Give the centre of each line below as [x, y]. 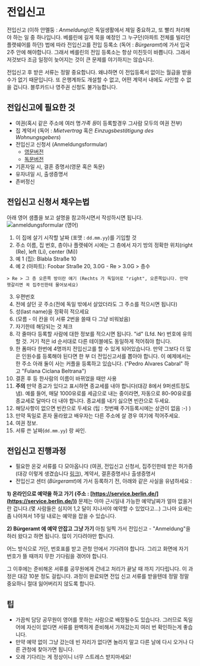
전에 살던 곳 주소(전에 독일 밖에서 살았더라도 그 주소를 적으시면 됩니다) [96, 304]
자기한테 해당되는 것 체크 [44, 326]
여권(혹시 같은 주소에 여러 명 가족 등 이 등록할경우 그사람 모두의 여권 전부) [99, 123]
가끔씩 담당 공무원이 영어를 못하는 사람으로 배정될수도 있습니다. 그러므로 [99, 620]
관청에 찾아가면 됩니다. [48, 649]
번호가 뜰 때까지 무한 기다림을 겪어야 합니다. [58, 556]
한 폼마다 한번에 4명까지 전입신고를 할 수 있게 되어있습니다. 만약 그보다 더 [100, 348]
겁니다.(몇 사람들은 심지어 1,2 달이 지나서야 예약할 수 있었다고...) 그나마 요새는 [103, 508]
